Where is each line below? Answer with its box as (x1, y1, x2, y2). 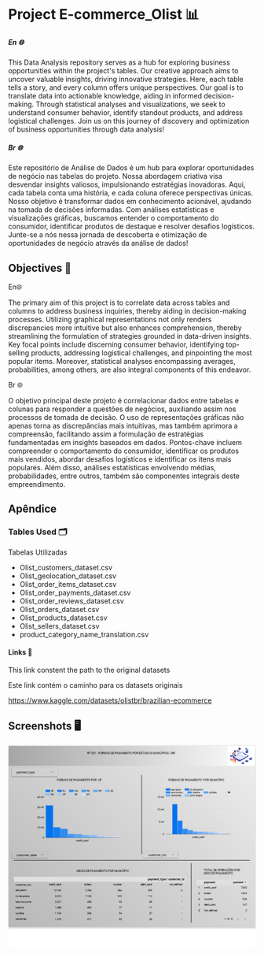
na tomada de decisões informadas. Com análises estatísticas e (8, 205, 214, 214)
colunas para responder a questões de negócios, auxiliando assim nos (8, 404, 236, 414)
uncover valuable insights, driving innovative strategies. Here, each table (8, 75, 244, 84)
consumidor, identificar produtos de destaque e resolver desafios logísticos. (8, 221, 255, 232)
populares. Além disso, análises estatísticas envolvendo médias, (8, 462, 216, 472)
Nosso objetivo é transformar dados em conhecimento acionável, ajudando (8, 197, 251, 206)
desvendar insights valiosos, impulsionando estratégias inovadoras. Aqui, (8, 180, 246, 189)
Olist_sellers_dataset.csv (19, 621, 100, 630)
